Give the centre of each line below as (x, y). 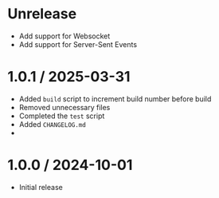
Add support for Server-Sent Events (78, 44)
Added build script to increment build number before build (115, 99)
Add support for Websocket (65, 36)
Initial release (41, 187)
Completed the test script (62, 116)
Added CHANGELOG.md (53, 124)
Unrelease (42, 14)
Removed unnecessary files (65, 107)
